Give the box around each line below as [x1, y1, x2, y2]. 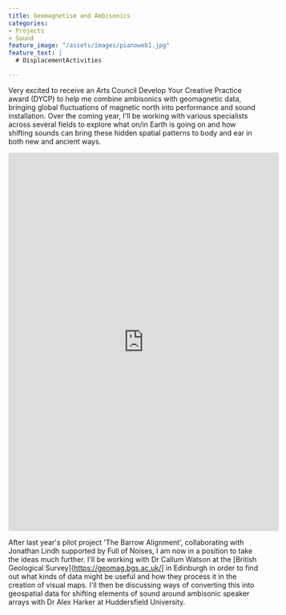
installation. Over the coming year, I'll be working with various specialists [8, 111, 248, 120]
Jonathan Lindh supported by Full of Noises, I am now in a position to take [8, 546, 253, 556]
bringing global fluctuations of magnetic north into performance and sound [8, 102, 256, 112]
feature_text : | [8, 49, 62, 57]
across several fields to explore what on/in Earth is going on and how [8, 119, 236, 129]
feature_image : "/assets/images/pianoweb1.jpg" [8, 42, 171, 50]
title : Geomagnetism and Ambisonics [8, 11, 131, 20]
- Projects [8, 26, 45, 34]
